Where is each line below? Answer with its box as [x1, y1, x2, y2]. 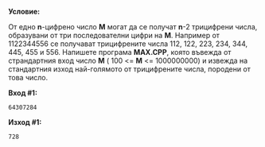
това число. [8, 73, 49, 82]
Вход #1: [8, 88, 38, 98]
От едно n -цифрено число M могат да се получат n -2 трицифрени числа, [8, 22, 258, 31]
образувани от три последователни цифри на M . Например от [8, 31, 220, 40]
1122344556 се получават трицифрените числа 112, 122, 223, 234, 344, [8, 39, 248, 48]
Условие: [8, 7, 41, 16]
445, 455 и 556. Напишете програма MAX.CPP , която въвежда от [8, 48, 232, 56]
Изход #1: [8, 118, 42, 126]
